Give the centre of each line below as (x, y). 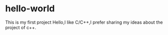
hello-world (30, 9)
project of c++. (21, 27)
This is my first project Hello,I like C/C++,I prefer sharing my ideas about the (84, 22)
